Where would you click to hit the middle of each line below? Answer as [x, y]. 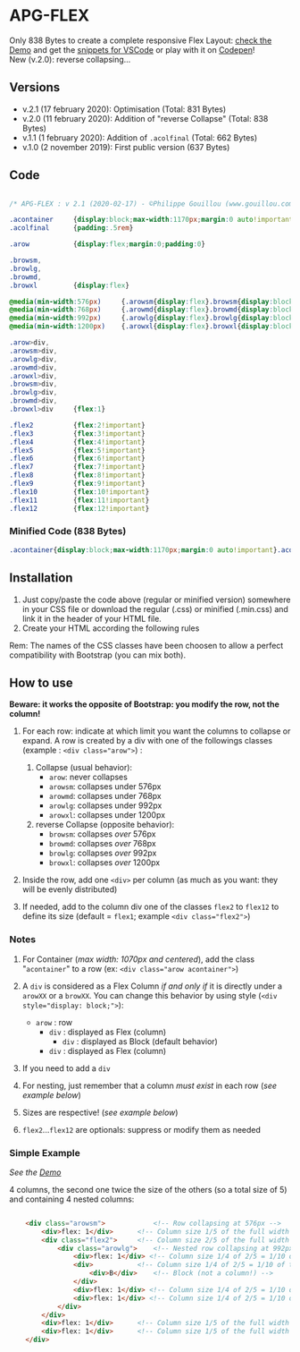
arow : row [54, 1022]
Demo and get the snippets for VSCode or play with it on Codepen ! [132, 49]
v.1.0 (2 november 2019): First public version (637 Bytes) [126, 147]
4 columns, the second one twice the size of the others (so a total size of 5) [148, 1189]
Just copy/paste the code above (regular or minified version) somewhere [156, 599]
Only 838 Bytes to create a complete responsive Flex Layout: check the [141, 40]
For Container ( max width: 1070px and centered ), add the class [138, 959]
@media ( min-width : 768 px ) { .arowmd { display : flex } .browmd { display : [142, 310]
